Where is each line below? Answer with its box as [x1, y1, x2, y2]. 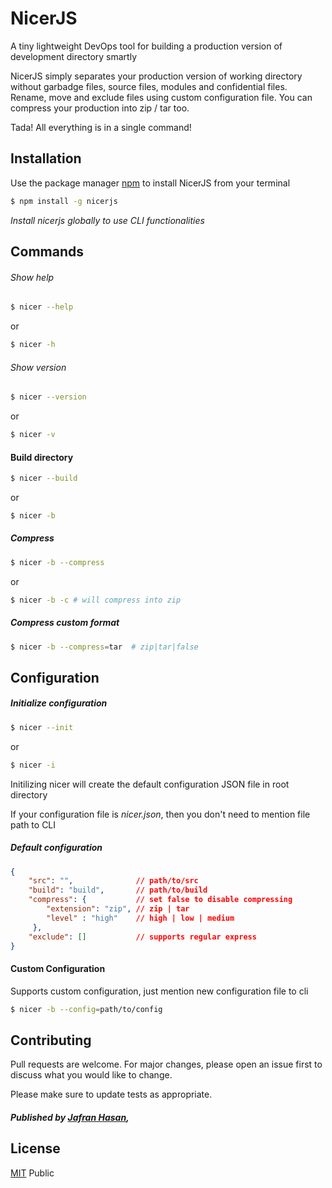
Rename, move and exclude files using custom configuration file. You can [10, 91, 313, 103]
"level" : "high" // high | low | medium [46, 913, 235, 923]
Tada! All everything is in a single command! [10, 121, 192, 133]
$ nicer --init [10, 722, 74, 732]
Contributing [10, 1032, 92, 1049]
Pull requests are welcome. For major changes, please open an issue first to [10, 1058, 323, 1071]
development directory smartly [10, 50, 137, 62]
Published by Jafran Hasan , [10, 1111, 130, 1123]
